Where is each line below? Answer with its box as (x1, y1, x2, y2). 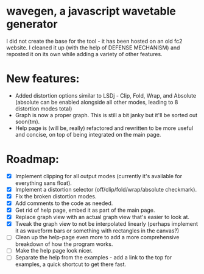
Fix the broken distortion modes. (15, 192, 97, 200)
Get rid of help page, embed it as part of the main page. (15, 206, 155, 214)
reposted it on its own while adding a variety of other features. (6, 50, 163, 57)
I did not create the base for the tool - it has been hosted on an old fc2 (6, 37, 183, 45)
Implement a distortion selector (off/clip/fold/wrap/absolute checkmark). (15, 186, 197, 193)
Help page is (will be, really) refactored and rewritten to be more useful (15, 124, 194, 132)
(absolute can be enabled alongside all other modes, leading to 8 (15, 98, 178, 106)
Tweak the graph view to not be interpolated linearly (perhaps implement (15, 220, 199, 228)
